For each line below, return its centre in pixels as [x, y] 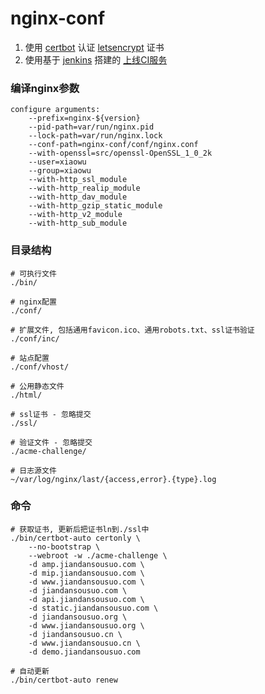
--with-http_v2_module [75, 215]
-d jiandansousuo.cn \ [75, 634]
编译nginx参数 [45, 88]
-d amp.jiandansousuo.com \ [86, 564]
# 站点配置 [30, 358]
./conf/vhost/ [40, 367]
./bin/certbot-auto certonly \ [75, 538]
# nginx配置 [33, 302]
